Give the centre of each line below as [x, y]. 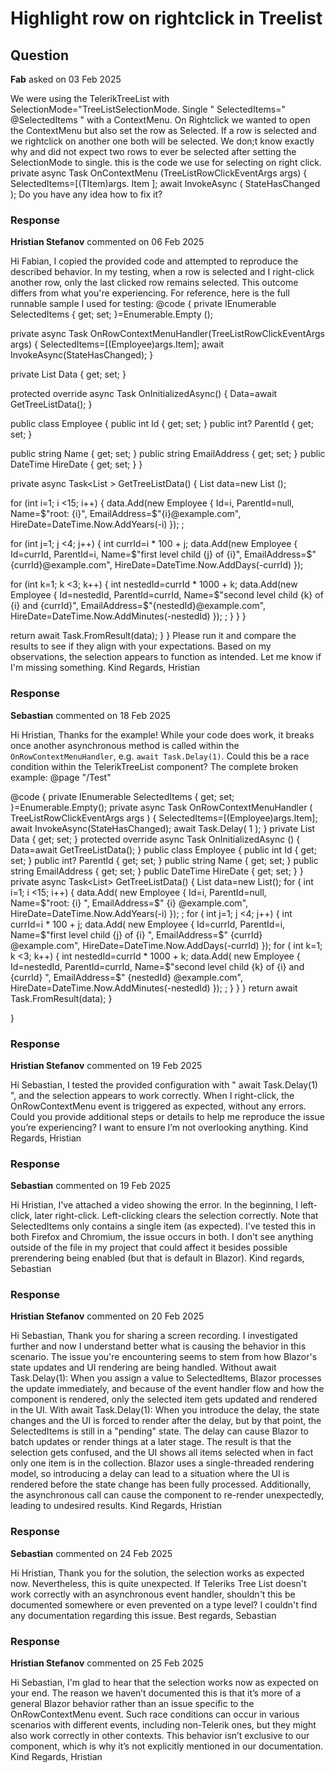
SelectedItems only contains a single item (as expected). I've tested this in [163, 1226]
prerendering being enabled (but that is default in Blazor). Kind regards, [157, 1258]
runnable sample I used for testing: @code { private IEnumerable [143, 304]
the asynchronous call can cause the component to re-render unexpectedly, [167, 1495]
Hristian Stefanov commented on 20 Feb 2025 [107, 1316]
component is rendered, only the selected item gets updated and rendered [164, 1399]
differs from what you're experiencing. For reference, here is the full [150, 293]
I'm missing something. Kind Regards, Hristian [105, 668]
